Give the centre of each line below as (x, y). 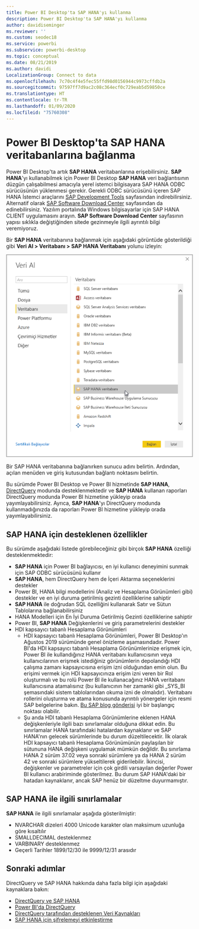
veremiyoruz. (22, 228)
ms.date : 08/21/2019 (32, 62)
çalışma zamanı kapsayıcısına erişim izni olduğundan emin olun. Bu (105, 667)
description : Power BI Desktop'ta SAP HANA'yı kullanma (76, 19)
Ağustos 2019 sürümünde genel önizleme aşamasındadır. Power (102, 642)
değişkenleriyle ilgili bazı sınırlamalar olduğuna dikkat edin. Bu (99, 723)
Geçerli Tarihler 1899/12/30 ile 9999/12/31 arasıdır (76, 850)
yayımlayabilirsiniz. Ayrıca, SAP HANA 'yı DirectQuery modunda (84, 503)
